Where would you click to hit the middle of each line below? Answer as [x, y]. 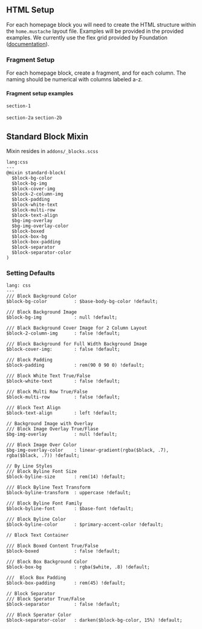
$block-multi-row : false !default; [63, 397]
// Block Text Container [37, 535]
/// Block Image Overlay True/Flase [52, 429]
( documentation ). [28, 44]
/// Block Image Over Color [42, 445]
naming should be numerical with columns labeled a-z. [75, 80]
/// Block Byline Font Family [44, 503]
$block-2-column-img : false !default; [63, 333]
